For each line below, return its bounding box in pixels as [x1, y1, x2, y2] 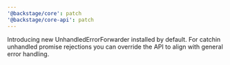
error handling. [7, 49, 50, 58]
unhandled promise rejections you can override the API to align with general [7, 42, 223, 51]
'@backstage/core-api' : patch [7, 16, 95, 23]
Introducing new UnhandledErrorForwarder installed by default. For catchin [7, 35, 221, 43]
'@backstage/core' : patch [7, 10, 82, 17]
